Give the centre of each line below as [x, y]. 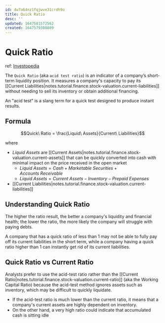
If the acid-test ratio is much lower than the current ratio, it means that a [85, 299]
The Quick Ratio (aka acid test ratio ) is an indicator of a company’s [76, 76]
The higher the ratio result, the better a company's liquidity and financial [78, 216]
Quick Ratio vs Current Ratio [49, 262]
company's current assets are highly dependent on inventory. [75, 305]
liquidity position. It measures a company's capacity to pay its [78, 81]
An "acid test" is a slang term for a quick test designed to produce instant [80, 101]
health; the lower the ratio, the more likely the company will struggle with [79, 222]
